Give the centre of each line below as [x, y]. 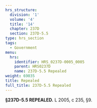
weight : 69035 [20, 76]
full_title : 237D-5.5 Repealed [38, 85]
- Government [23, 48]
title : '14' [22, 24]
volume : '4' [22, 19]
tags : [11, 43]
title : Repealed [22, 81]
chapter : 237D [25, 29]
